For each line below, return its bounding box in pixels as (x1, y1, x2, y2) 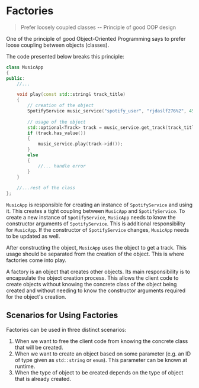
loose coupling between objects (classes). (6, 41, 110, 48)
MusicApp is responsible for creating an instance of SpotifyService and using (6, 201, 193, 208)
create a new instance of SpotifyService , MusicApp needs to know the (6, 214, 176, 221)
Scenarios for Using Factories (6, 311, 118, 321)
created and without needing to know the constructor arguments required (6, 287, 186, 294)
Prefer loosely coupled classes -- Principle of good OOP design (20, 24, 176, 31)
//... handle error (37, 163, 86, 169)
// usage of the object (27, 119, 86, 125)
